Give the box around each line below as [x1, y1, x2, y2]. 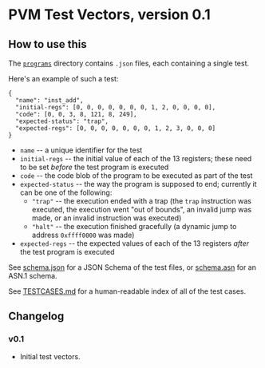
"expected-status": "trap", [15, 117, 109, 125]
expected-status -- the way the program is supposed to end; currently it [19, 180, 257, 188]
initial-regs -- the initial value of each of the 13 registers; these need [19, 154, 252, 163]
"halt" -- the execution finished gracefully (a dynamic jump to [31, 222, 237, 231]
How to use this [8, 38, 88, 51]
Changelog [8, 310, 65, 323]
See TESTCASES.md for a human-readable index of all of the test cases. [8, 287, 247, 296]
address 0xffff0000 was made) [31, 230, 135, 239]
